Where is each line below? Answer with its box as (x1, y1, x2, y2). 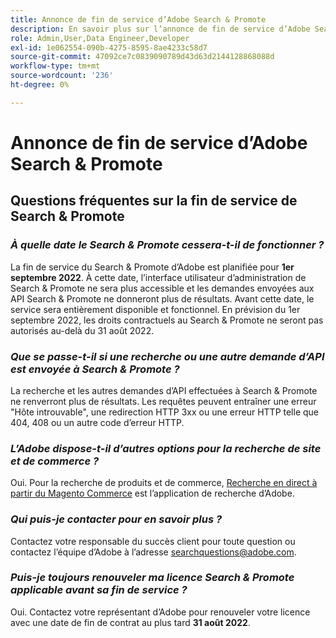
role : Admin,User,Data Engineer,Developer (10, 33, 190, 43)
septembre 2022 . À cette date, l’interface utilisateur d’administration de (10, 271, 307, 283)
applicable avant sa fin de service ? (10, 583, 188, 597)
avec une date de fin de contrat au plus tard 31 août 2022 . (10, 616, 251, 628)
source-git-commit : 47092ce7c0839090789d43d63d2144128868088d (10, 52, 275, 62)
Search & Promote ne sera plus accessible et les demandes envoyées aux (10, 282, 315, 294)
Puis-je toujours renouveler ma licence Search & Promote (10, 571, 295, 585)
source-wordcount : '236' (10, 71, 114, 81)
